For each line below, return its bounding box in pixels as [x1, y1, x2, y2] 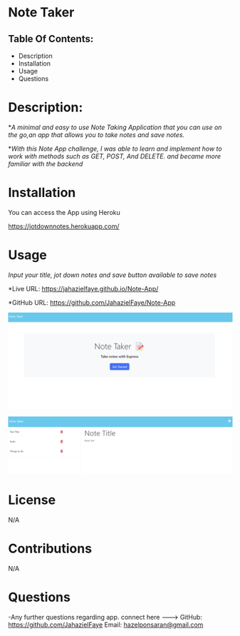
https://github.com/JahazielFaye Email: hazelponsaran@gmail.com [8, 620, 204, 629]
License [8, 492, 56, 508]
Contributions [8, 540, 92, 557]
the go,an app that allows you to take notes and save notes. [8, 130, 184, 139]
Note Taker [8, 4, 75, 21]
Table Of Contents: [8, 33, 94, 45]
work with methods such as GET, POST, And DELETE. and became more [8, 151, 221, 161]
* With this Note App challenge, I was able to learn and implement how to [8, 144, 223, 153]
